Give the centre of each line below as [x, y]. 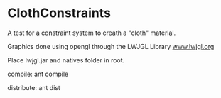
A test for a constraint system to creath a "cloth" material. [92, 33]
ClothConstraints [59, 13]
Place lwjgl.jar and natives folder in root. [66, 60]
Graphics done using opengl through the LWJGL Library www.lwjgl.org [111, 46]
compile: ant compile [38, 74]
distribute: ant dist [34, 87]
